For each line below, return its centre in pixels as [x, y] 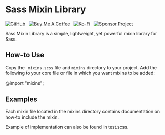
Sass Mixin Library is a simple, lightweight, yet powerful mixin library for [81, 33]
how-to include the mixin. [32, 117]
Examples [21, 99]
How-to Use [25, 55]
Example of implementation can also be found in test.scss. [67, 127]
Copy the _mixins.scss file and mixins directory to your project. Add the [81, 67]
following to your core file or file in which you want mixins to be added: [80, 73]
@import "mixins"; [25, 83]
